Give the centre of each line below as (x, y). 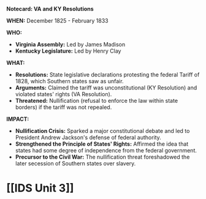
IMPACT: (18, 119)
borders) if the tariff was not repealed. (63, 107)
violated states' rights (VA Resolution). (63, 94)
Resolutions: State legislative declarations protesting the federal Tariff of (107, 75)
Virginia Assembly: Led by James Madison (70, 44)
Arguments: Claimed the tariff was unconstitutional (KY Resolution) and (106, 88)
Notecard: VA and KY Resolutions (50, 9)
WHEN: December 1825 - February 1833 (57, 21)
